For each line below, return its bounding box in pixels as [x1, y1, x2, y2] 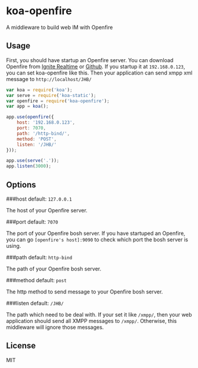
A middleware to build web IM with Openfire [6, 24, 113, 31]
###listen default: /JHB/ [6, 299, 64, 306]
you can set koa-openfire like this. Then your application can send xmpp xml [6, 69, 193, 76]
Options [6, 179, 37, 190]
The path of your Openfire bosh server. [6, 265, 102, 272]
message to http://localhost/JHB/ [6, 75, 92, 82]
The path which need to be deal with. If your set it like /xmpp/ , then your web [6, 311, 192, 318]
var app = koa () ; [6, 104, 49, 109]
